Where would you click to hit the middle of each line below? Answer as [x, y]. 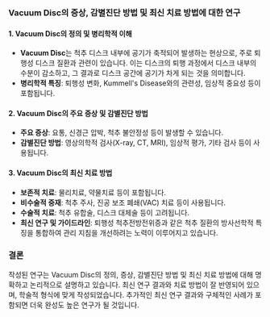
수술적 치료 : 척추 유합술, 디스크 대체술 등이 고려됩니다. [105, 212]
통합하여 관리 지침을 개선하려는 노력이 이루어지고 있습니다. [127, 232]
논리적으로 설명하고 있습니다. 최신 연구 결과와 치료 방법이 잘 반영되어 [137, 285]
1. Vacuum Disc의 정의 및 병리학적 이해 [71, 33]
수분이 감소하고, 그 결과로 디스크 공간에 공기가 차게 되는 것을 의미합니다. [133, 73]
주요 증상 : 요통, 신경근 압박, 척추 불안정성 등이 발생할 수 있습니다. [122, 133]
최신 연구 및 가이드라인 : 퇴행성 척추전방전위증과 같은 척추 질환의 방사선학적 [137, 223]
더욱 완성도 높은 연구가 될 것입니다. [84, 305]
